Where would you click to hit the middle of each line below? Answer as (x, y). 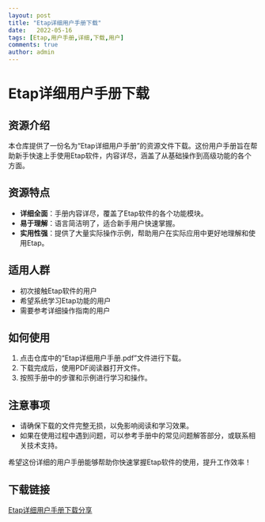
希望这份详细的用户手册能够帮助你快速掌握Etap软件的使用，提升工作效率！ (130, 462)
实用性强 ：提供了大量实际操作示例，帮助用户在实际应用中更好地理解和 (134, 233)
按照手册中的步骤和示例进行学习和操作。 (85, 378)
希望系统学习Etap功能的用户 (65, 300)
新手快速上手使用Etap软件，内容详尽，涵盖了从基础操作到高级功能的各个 (133, 156)
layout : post (30, 15)
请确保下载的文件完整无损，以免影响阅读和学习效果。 (106, 426)
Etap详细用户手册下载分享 (50, 510)
